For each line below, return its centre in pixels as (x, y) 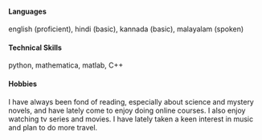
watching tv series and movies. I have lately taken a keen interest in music (131, 119)
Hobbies (23, 84)
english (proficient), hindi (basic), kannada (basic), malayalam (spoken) (126, 29)
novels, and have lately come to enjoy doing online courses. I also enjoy (127, 110)
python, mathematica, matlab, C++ (66, 65)
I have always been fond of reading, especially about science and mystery (131, 101)
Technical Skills (35, 47)
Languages (27, 11)
